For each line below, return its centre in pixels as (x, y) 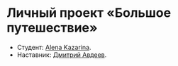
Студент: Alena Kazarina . (54, 47)
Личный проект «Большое (89, 13)
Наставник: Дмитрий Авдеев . (62, 55)
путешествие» (52, 28)
